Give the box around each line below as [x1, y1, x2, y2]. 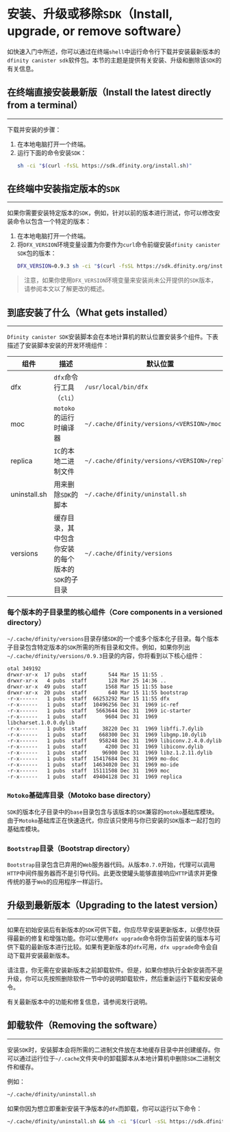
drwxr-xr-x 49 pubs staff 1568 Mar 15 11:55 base [7, 683, 173, 690]
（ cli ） [53, 393, 79, 403]
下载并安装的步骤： [7, 125, 62, 134]
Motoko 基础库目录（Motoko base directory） [7, 790, 155, 800]
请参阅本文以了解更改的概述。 [23, 285, 108, 293]
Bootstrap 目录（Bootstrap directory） [7, 843, 134, 853]
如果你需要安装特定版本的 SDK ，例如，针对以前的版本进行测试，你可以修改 [7, 209, 214, 217]
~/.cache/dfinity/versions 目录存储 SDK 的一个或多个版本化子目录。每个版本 [7, 635, 219, 643]
